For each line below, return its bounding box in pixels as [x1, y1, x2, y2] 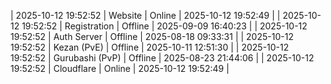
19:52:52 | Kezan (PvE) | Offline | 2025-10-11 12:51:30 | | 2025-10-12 [10, 41, 290, 53]
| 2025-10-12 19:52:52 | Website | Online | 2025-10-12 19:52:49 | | [10, 10, 281, 21]
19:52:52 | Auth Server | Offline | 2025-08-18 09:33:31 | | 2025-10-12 [10, 31, 294, 42]
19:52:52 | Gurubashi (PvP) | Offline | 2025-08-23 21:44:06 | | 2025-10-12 [10, 52, 315, 64]
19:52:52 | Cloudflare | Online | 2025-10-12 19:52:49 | [10, 63, 230, 74]
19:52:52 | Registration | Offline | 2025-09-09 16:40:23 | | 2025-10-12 [21, 20, 308, 32]
